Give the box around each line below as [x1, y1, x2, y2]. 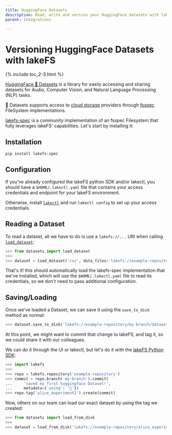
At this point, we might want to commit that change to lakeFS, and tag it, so [5, 331, 164, 338]
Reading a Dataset [5, 220, 65, 228]
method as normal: [5, 312, 45, 318]
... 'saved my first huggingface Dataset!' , [5, 381, 111, 386]
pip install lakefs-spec [5, 151, 58, 157]
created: [5, 405, 23, 411]
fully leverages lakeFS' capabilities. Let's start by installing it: [5, 123, 134, 129]
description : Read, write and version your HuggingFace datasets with [5, 12, 159, 17]
